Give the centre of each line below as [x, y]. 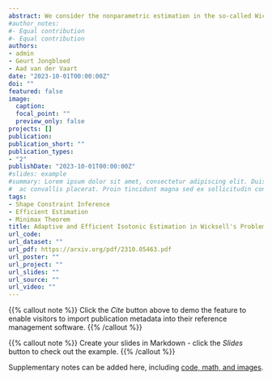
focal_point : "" [43, 114]
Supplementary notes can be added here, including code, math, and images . [136, 367]
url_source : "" [34, 280]
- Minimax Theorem [39, 220]
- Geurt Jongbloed [39, 62]
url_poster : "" [34, 257]
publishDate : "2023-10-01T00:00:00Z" [72, 167]
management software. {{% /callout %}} [76, 327]
